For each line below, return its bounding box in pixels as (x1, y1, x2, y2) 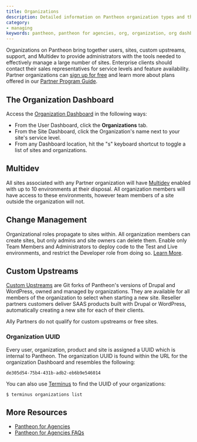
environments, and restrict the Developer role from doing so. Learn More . (6, 249, 183, 256)
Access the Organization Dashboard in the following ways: (6, 110, 148, 117)
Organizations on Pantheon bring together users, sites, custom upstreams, (6, 46, 186, 53)
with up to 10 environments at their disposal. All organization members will (6, 185, 185, 193)
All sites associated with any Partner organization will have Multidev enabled (6, 179, 191, 186)
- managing (6, 25, 33, 31)
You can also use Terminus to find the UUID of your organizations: (6, 380, 166, 387)
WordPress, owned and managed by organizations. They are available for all (6, 288, 190, 295)
